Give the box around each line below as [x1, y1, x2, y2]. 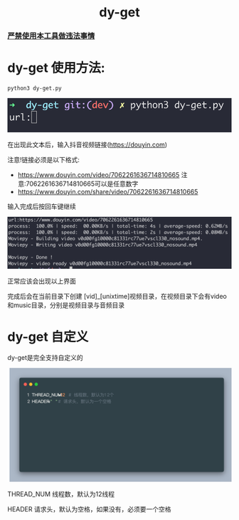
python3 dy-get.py [7, 85, 62, 92]
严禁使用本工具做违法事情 [7, 31, 95, 41]
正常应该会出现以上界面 [7, 277, 76, 285]
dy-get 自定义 [7, 329, 89, 345]
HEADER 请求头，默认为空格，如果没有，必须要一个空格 [7, 505, 171, 514]
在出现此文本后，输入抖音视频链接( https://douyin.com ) [7, 140, 168, 149]
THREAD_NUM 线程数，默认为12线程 [7, 490, 115, 499]
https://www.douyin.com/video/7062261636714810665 [17, 171, 180, 179]
